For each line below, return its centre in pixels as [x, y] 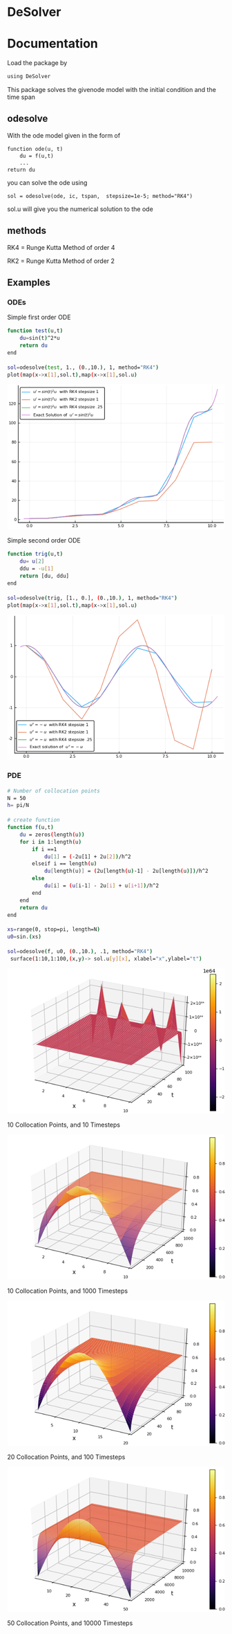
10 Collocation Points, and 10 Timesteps [64, 1125]
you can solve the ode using [47, 182]
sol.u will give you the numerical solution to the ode [80, 209]
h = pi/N [18, 806]
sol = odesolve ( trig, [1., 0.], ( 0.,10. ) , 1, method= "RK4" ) [92, 598]
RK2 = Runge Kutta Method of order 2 [61, 261]
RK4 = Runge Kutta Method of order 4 [61, 247]
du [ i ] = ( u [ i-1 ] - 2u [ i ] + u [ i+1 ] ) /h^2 [101, 886]
